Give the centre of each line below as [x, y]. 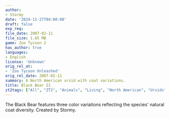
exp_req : [14, 29]
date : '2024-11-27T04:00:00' [36, 19]
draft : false [19, 24]
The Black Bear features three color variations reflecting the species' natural [85, 104]
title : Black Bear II [28, 85]
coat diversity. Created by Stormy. [41, 110]
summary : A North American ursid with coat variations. [65, 81]
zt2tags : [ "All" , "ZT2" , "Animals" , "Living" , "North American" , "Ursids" [86, 90]
